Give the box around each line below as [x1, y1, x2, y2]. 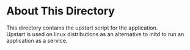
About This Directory [6, 4, 115, 18]
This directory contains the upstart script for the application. [6, 24, 158, 31]
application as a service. [6, 37, 68, 44]
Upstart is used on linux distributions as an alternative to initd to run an [6, 30, 185, 37]
